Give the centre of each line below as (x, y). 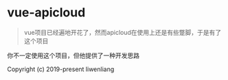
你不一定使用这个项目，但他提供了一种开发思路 (73, 55)
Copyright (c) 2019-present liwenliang (61, 69)
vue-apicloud (46, 13)
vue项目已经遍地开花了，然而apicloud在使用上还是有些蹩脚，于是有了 (123, 32)
